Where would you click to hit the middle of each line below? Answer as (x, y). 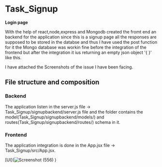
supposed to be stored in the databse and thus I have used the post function (81, 42)
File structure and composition (52, 82)
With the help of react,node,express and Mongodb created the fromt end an (81, 32)
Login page (16, 22)
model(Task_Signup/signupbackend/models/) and (55, 117)
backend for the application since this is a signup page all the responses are (81, 37)
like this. (13, 57)
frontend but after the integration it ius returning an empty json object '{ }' (78, 52)
